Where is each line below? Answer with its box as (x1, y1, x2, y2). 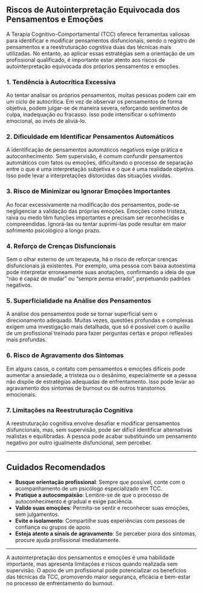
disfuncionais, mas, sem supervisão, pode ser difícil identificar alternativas (6, 426, 193, 433)
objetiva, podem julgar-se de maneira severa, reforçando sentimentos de (6, 104, 188, 112)
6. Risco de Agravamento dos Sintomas (6, 351, 124, 360)
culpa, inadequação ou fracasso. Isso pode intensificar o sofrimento (6, 111, 176, 118)
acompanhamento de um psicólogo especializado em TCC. (14, 484, 163, 492)
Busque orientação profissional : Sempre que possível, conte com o (14, 478, 185, 486)
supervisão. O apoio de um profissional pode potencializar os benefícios (6, 566, 187, 574)
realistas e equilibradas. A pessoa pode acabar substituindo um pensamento (6, 432, 197, 440)
